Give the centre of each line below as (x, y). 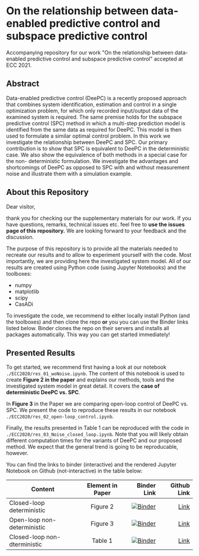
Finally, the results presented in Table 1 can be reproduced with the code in (98, 428)
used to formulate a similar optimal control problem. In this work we (88, 136)
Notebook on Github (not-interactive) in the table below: (75, 471)
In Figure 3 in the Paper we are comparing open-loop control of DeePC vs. (97, 404)
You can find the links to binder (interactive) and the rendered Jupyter (91, 465)
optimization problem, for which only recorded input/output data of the (92, 110)
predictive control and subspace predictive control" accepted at (105, 59)
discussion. (20, 237)
